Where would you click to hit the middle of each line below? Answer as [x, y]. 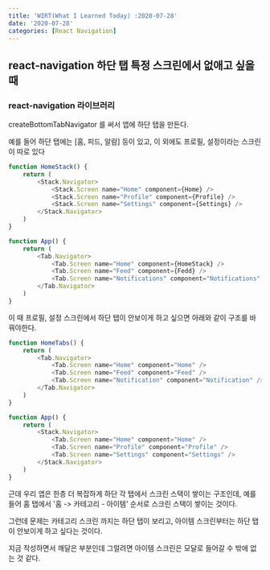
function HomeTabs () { [46, 343]
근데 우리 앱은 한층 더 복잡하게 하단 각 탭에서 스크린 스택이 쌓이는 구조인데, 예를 [133, 494]
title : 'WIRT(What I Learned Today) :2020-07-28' [93, 16]
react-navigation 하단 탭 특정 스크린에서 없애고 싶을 [132, 65]
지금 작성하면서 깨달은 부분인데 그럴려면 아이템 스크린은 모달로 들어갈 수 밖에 [129, 547]
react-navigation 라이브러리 [61, 105]
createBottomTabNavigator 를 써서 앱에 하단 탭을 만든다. [98, 125]
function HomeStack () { [48, 167]
